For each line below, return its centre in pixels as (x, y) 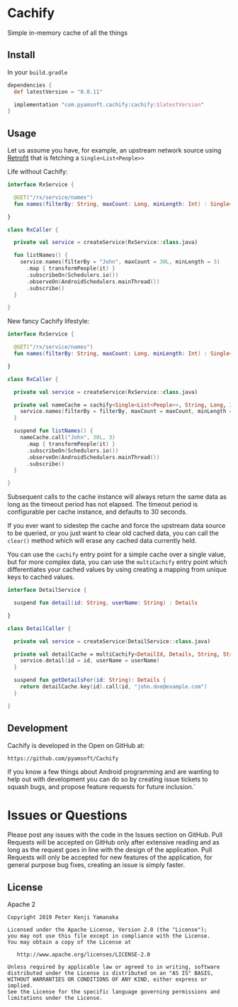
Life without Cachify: (38, 172)
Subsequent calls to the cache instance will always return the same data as (117, 497)
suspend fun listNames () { (53, 431)
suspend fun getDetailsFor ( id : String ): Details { (90, 680)
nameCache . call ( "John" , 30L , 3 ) (68, 438)
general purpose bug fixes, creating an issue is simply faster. (96, 865)
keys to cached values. (41, 577)
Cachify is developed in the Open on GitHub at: (76, 745)
